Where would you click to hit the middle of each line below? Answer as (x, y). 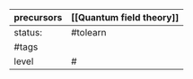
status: (28, 32)
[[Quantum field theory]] (125, 17)
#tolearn (88, 32)
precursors (38, 17)
